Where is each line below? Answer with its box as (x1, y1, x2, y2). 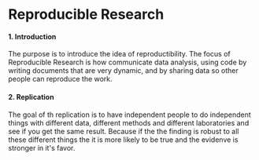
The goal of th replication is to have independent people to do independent (8, 110, 252, 119)
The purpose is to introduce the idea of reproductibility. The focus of (8, 49, 231, 59)
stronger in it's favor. (8, 143, 76, 152)
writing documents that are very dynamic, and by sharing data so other (8, 66, 239, 75)
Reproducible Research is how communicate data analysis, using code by (8, 57, 247, 67)
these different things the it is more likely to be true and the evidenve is (8, 135, 239, 144)
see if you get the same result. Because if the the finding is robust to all (8, 126, 239, 136)
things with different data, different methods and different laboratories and (8, 118, 250, 127)
